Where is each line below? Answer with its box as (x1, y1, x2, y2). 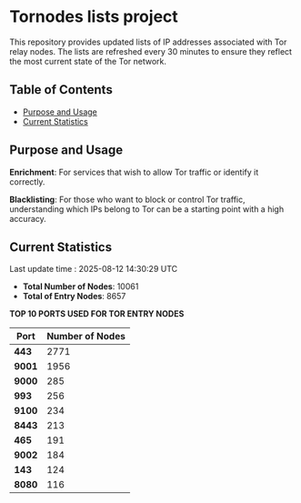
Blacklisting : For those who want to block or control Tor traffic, (9, 194, 246, 205)
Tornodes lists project (9, 6, 179, 27)
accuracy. (9, 213, 47, 224)
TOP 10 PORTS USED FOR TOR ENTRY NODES (9, 308, 185, 319)
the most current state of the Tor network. (9, 55, 166, 66)
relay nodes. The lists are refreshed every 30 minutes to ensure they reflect (9, 45, 293, 56)
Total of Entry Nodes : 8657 (22, 291, 126, 302)
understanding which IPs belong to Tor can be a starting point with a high (9, 203, 285, 215)
